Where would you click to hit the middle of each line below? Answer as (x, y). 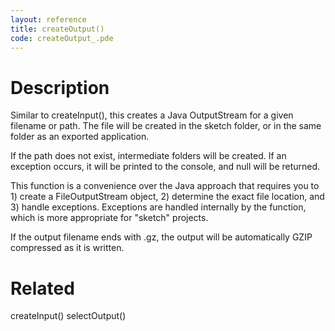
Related (42, 288)
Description (60, 87)
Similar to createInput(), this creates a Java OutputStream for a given (152, 115)
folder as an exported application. (80, 137)
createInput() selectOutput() (68, 316)
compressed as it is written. (67, 248)
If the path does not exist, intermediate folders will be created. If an (148, 156)
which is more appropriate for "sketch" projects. (109, 218)
